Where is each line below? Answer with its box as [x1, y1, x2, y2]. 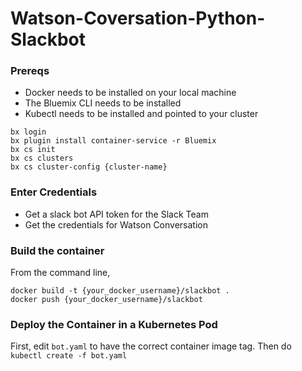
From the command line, [10, 267, 111, 279]
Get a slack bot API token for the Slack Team [24, 208, 209, 220]
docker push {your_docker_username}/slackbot [10, 295, 203, 305]
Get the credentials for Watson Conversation [24, 218, 208, 231]
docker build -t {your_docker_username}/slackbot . [10, 286, 230, 296]
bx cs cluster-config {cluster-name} [10, 162, 168, 172]
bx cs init [10, 145, 56, 155]
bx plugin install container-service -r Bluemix [10, 136, 217, 146]
